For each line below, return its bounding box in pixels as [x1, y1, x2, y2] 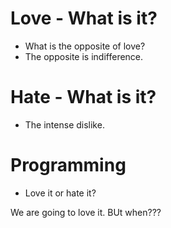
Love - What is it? [10, 7, 158, 30]
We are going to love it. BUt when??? [10, 206, 162, 218]
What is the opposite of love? [24, 40, 146, 52]
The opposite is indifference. [24, 50, 144, 62]
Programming [10, 154, 127, 177]
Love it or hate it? [24, 187, 97, 199]
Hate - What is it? [10, 86, 157, 109]
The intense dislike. [24, 118, 105, 131]
